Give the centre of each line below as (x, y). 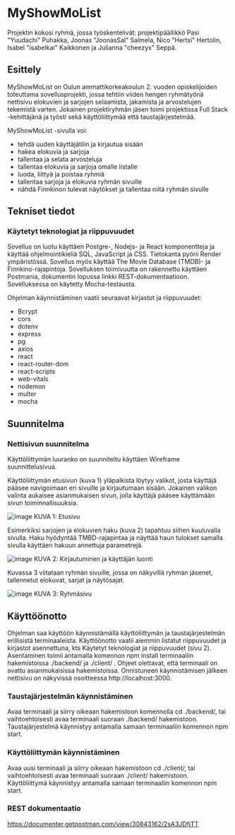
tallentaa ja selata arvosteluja (60, 159)
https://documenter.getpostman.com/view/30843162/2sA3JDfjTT (103, 824)
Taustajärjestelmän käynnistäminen (70, 696)
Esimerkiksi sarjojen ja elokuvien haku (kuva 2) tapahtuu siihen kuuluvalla (114, 530)
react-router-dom (43, 364)
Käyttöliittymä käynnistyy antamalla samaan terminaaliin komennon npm (112, 783)
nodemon (31, 387)
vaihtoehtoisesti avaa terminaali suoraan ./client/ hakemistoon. (98, 775)
